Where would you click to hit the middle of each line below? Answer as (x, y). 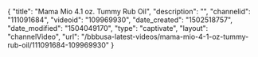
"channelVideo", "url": (44, 36)
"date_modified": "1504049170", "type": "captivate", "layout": (108, 28)
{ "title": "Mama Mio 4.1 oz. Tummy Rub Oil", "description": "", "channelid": (129, 11)
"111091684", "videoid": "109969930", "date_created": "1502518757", (120, 20)
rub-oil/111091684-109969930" (58, 45)
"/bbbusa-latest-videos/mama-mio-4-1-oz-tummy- (165, 36)
